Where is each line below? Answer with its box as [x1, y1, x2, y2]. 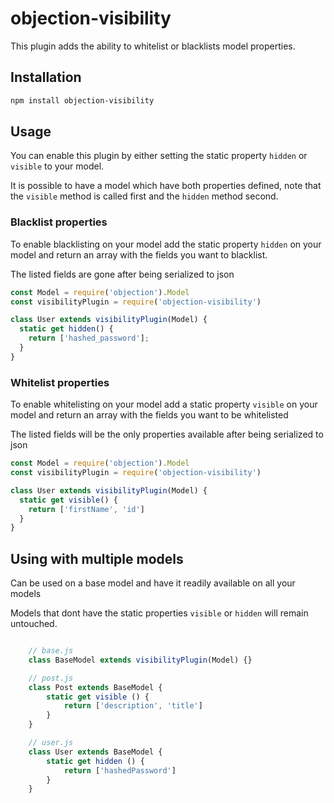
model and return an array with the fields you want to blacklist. [10, 248, 268, 261]
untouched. [10, 618, 58, 630]
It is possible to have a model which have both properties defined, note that [10, 180, 322, 192]
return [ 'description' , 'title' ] [63, 701, 203, 711]
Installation [10, 69, 82, 86]
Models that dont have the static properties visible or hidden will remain [10, 607, 309, 619]
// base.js [28, 646, 74, 656]
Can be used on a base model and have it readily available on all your [10, 577, 296, 589]
